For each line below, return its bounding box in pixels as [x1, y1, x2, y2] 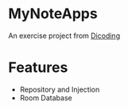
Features [8, 58, 68, 77]
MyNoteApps [8, 5, 98, 23]
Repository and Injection [19, 85, 100, 94]
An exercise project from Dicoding [8, 31, 121, 40]
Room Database [19, 92, 73, 103]
